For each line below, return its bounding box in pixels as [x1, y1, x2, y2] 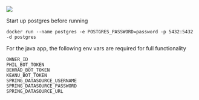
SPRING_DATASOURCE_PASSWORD [6, 83, 77, 89]
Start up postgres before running [6, 17, 88, 24]
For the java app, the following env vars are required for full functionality [6, 45, 186, 52]
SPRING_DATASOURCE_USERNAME [6, 78, 77, 84]
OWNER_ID [6, 56, 28, 62]
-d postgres [6, 34, 36, 40]
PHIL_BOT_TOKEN [6, 62, 45, 68]
